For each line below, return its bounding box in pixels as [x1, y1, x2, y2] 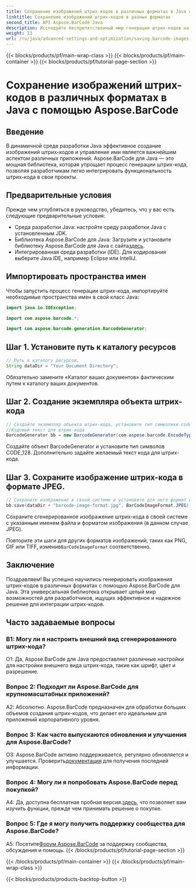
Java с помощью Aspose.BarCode [6, 104, 179, 117]
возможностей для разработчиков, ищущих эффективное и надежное [6, 594, 181, 601]
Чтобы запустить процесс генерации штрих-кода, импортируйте [6, 287, 168, 294]
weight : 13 [6, 30, 33, 36]
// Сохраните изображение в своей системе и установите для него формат [6, 497, 187, 503]
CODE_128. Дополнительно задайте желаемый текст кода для [6, 449, 160, 456]
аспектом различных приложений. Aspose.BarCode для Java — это [6, 155, 174, 162]
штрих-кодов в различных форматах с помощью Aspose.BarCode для [6, 582, 180, 589]
